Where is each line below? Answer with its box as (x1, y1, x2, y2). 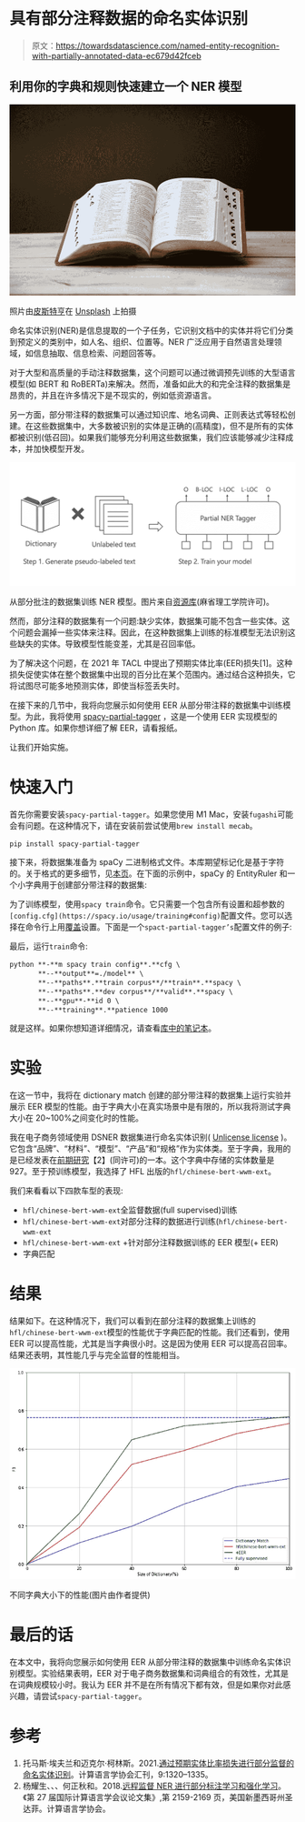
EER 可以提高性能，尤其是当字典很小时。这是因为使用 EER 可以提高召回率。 (9, 1338, 292, 1349)
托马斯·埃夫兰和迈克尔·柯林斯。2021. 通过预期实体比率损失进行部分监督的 (22, 1757, 295, 1769)
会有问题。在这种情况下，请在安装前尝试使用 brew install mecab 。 (9, 820, 258, 830)
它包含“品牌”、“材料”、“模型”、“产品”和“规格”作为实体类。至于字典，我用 (9, 1143, 283, 1153)
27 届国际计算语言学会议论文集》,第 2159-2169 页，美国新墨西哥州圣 (36, 1792, 293, 1803)
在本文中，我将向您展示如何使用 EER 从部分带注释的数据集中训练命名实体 (9, 1656, 283, 1667)
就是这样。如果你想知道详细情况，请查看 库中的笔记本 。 (9, 1022, 216, 1033)
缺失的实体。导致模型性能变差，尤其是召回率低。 (16, 638, 201, 649)
